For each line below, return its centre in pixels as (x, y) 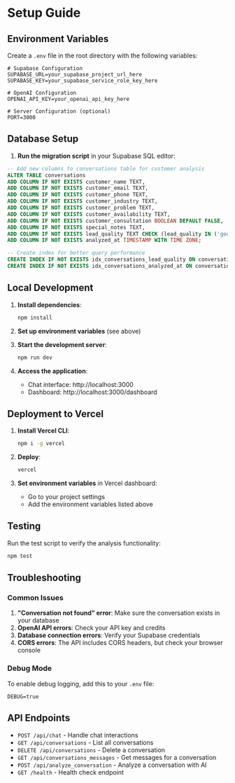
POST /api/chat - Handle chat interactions (78, 735)
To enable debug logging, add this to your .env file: (81, 683)
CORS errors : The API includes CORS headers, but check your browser (120, 643)
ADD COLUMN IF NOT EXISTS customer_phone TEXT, (78, 195)
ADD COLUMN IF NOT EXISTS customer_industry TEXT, (83, 201)
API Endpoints (39, 718)
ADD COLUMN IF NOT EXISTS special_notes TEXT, (76, 227)
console (29, 651)
